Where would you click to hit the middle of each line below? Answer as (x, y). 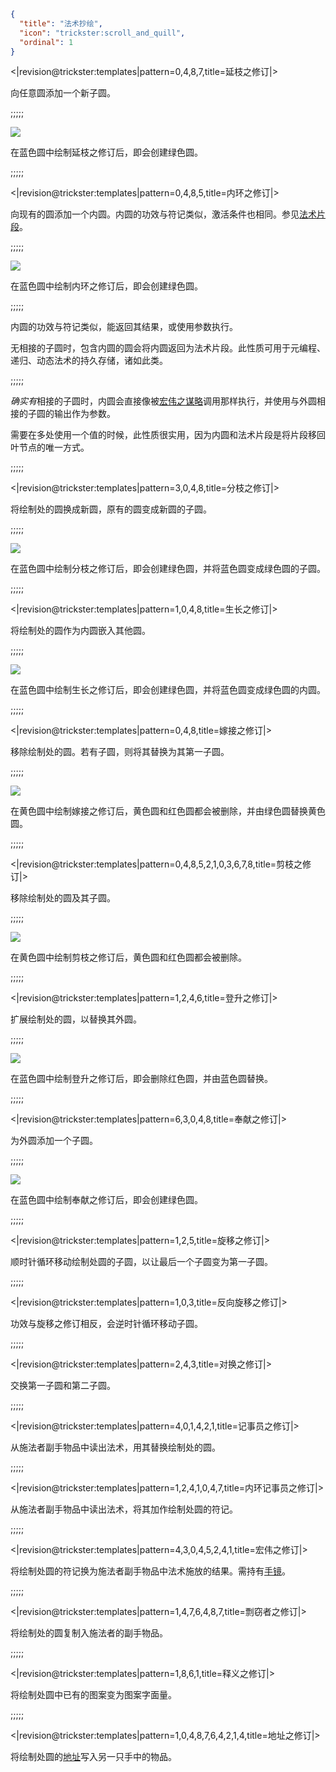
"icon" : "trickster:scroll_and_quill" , (102, 33)
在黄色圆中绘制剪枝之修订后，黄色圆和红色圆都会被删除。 (128, 957)
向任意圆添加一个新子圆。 (63, 93)
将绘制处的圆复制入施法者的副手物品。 (89, 1633)
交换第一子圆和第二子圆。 (63, 1386)
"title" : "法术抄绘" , (61, 23)
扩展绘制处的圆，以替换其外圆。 (76, 1019)
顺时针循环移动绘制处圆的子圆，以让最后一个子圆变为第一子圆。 (141, 1262)
